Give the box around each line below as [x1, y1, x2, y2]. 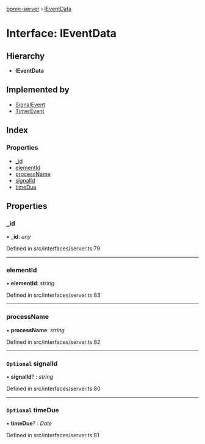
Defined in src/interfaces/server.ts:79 [6, 245, 101, 252]
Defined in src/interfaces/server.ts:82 [6, 338, 101, 346]
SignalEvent [15, 101, 46, 108]
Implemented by [6, 85, 70, 95]
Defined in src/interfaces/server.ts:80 [6, 385, 101, 393]
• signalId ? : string [6, 373, 54, 380]
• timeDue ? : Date [6, 420, 52, 427]
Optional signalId [6, 359, 58, 368]
